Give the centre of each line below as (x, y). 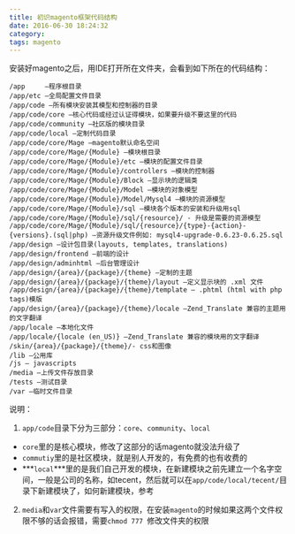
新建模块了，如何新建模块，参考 (96, 491)
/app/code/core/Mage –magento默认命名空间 (84, 143)
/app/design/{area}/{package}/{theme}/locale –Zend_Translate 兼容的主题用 (147, 309)
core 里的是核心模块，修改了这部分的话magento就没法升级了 (131, 446)
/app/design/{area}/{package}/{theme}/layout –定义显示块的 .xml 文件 (136, 282)
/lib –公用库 (31, 356)
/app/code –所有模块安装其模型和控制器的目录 (83, 106)
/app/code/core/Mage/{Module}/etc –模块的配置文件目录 (106, 162)
